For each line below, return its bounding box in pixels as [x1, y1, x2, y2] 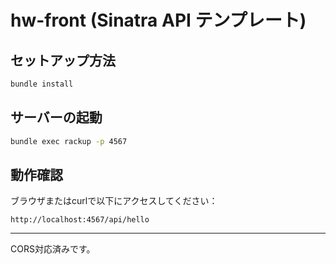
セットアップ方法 [10, 52, 116, 69]
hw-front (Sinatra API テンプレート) [10, 9, 307, 32]
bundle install [10, 79, 74, 89]
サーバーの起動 [10, 109, 103, 126]
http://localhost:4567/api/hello [10, 215, 150, 225]
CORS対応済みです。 [10, 243, 96, 255]
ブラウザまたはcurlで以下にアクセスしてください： [10, 195, 218, 207]
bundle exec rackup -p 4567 [10, 136, 128, 146]
